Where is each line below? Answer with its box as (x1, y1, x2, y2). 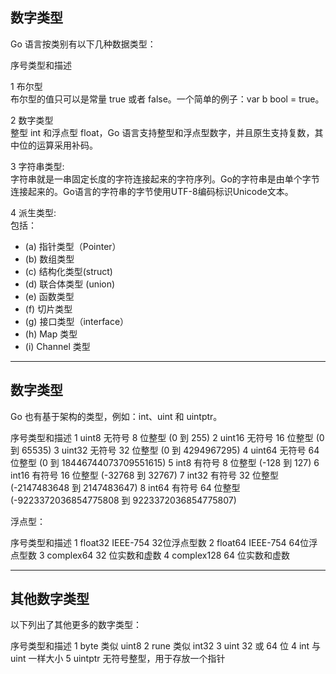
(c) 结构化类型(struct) (24, 265, 113, 277)
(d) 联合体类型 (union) (24, 278, 116, 290)
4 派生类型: (10, 206, 57, 218)
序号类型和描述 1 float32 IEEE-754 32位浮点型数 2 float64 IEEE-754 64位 (10, 536, 310, 548)
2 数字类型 (10, 114, 54, 126)
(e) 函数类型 (24, 290, 75, 302)
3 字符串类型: (10, 160, 65, 172)
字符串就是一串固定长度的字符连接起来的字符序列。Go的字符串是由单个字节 (10, 173, 320, 185)
